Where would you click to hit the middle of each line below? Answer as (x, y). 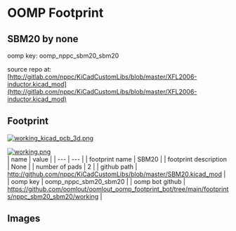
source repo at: (29, 69)
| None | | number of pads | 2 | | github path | (72, 166)
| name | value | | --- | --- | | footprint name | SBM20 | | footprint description (117, 159)
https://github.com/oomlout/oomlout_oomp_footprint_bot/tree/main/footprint (118, 189)
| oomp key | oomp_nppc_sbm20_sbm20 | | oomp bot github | (97, 181)
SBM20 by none (43, 39)
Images (24, 219)
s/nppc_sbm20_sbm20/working (53, 196)
